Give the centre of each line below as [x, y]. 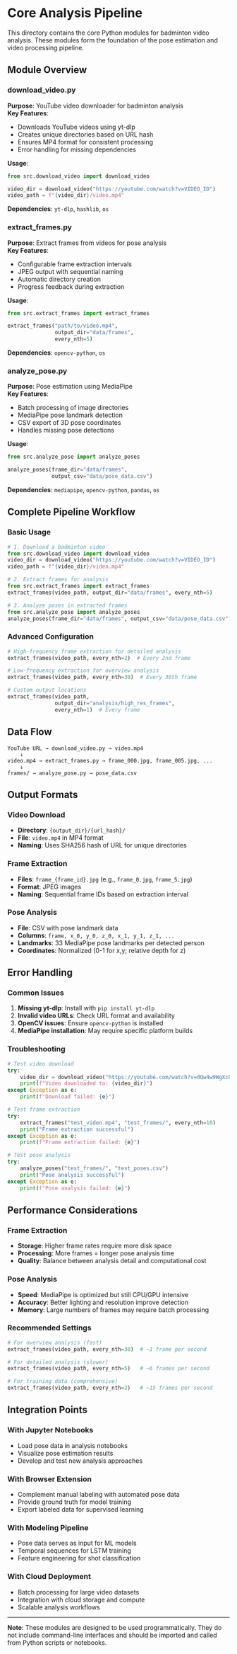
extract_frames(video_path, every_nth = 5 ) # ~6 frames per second [109, 1369]
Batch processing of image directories [73, 408]
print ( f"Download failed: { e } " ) [67, 1097]
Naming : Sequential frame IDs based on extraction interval [103, 894]
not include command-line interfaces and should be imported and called [112, 1635]
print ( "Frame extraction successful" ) [77, 1129]
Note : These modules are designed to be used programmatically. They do [115, 1627]
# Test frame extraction [44, 1110]
